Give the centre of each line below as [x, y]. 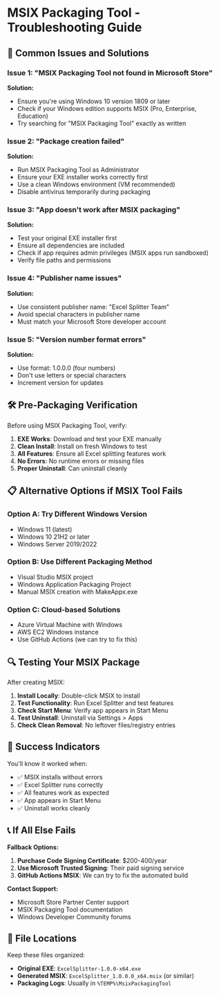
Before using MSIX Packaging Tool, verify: [67, 425]
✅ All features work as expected [63, 792]
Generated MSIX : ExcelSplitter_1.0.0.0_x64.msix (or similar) [106, 976]
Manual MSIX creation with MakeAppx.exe [77, 592]
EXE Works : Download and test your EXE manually [89, 438]
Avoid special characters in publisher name [78, 314]
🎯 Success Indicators [54, 747]
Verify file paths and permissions [64, 260]
